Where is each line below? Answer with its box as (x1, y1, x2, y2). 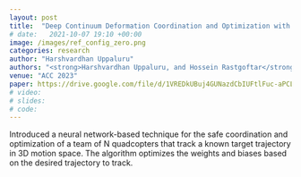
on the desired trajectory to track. (9, 157, 133, 168)
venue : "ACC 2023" (9, 72, 78, 80)
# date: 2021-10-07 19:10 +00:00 (9, 29, 142, 38)
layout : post (9, 13, 58, 22)
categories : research (9, 46, 90, 55)
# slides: (9, 96, 47, 105)
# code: (9, 105, 39, 114)
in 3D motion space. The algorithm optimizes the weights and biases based (9, 148, 288, 159)
